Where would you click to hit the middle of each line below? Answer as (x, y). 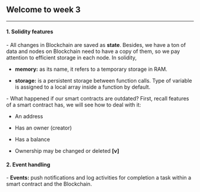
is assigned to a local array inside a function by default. (82, 87)
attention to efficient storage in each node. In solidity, (71, 58)
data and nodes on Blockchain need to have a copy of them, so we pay (93, 51)
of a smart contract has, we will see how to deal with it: (74, 105)
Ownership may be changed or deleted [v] (67, 151)
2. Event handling (28, 164)
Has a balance (32, 140)
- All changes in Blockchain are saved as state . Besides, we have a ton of (96, 45)
